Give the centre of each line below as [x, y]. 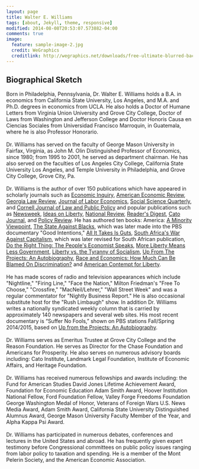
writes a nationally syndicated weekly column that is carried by [83, 309]
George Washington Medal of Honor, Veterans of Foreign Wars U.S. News [96, 403]
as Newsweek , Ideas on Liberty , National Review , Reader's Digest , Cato [93, 214]
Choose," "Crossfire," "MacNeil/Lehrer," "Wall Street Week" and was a [92, 290]
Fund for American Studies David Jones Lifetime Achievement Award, [91, 384]
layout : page [22, 12]
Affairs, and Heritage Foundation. [47, 365]
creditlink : [26, 56]
